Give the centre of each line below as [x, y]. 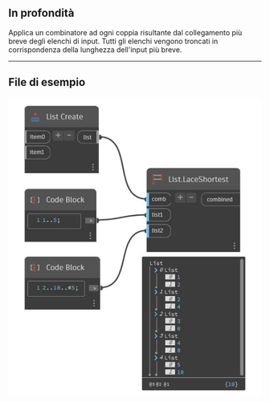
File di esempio [47, 82]
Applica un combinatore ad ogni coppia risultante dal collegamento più [125, 32]
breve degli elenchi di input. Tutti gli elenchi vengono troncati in [113, 41]
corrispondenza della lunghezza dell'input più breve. [95, 49]
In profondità [41, 13]
